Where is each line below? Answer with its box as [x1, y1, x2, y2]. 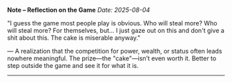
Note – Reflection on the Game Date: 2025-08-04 [7, 6, 151, 14]
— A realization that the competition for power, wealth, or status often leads [7, 47, 222, 55]
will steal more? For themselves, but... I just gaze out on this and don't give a [7, 27, 224, 34]
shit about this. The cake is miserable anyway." [7, 34, 141, 42]
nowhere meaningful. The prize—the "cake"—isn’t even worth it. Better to [7, 54, 217, 62]
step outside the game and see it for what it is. [7, 62, 139, 69]
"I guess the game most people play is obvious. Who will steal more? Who [7, 19, 217, 27]
